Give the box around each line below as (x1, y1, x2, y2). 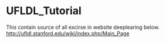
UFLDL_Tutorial (6, 4, 82, 18)
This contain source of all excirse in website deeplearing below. (6, 24, 160, 31)
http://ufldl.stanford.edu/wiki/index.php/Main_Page (6, 29, 130, 37)
